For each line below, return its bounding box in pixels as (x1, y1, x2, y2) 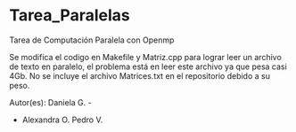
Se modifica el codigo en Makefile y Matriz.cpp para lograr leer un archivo (9, 51, 283, 62)
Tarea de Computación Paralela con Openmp (9, 35, 175, 45)
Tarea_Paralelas (9, 5, 131, 26)
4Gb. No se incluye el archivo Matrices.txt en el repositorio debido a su (9, 70, 270, 81)
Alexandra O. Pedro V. (21, 114, 103, 125)
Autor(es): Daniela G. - (9, 97, 92, 107)
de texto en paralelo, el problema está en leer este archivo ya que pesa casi (9, 61, 287, 72)
